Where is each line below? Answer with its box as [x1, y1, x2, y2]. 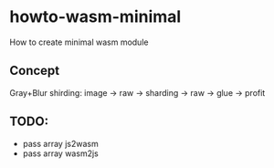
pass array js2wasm [22, 138, 99, 149]
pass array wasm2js [22, 148, 99, 159]
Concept [9, 63, 60, 79]
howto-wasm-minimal [9, 6, 182, 27]
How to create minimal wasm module [9, 37, 149, 47]
